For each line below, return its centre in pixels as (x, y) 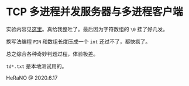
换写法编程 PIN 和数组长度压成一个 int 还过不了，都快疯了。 (78, 41)
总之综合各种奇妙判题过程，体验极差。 (52, 53)
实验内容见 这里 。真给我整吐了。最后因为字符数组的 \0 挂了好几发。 (87, 29)
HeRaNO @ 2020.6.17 (32, 78)
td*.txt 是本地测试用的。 (37, 66)
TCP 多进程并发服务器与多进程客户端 (94, 12)
